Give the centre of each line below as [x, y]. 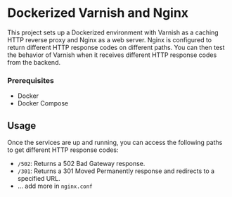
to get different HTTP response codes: [63, 150]
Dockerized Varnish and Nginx [98, 13]
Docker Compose [43, 103]
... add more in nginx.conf [55, 186]
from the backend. [34, 62]
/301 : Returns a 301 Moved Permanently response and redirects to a [116, 171]
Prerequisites [31, 80]
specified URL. [39, 179]
